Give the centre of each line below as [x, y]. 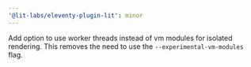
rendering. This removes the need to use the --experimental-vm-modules [126, 46]
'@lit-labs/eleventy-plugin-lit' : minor [76, 15]
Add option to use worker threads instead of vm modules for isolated [120, 38]
